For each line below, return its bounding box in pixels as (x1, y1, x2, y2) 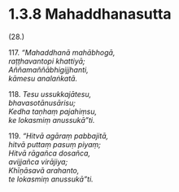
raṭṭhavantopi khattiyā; (8, 56, 85, 66)
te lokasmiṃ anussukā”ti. (8, 174, 94, 184)
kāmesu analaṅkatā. (8, 73, 78, 83)
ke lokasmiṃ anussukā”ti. (8, 115, 95, 124)
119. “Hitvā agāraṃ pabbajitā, (8, 131, 109, 141)
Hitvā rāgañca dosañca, (8, 148, 91, 158)
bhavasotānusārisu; (8, 98, 76, 107)
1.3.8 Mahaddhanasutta (8, 5, 172, 24)
